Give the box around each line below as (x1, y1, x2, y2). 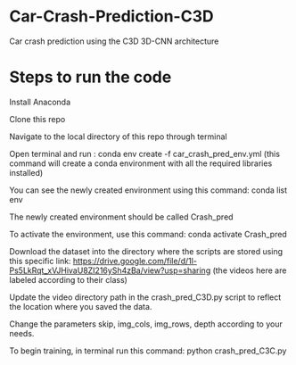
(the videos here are (212, 265, 287, 276)
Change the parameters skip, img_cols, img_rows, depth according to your (9, 319, 283, 329)
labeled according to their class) (9, 274, 127, 285)
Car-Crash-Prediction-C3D (9, 6, 214, 27)
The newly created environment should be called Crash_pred (9, 212, 234, 222)
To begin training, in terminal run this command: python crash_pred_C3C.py (9, 345, 287, 356)
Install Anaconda (9, 96, 71, 107)
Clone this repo (9, 113, 66, 124)
